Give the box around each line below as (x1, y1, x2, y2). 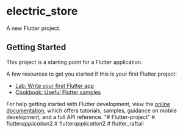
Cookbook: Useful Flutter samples (15, 88, 101, 96)
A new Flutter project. (6, 24, 61, 32)
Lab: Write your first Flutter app (15, 82, 95, 89)
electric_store (6, 4, 78, 18)
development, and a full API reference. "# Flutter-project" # (6, 113, 156, 120)
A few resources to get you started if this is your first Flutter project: (6, 70, 177, 77)
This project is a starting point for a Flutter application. (6, 58, 143, 65)
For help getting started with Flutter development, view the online (6, 100, 171, 107)
